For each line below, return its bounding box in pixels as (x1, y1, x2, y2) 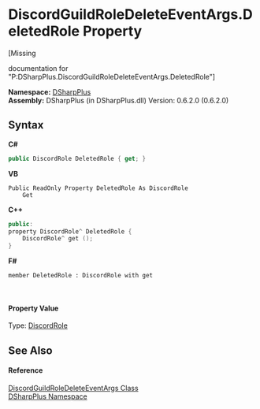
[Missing (8, 48, 37, 58)
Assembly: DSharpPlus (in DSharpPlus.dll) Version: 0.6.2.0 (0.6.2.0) (8, 95, 229, 105)
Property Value (8, 303, 59, 313)
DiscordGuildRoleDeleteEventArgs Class (8, 383, 139, 392)
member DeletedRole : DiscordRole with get (8, 272, 154, 280)
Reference (8, 366, 43, 375)
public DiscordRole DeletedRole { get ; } (8, 154, 147, 162)
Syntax (8, 118, 44, 132)
